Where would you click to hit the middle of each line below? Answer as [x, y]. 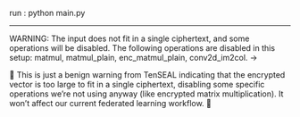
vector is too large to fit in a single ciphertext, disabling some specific [137, 84]
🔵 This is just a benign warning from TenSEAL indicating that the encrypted [147, 75]
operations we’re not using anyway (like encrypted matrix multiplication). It [146, 94]
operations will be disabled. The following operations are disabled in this [142, 48]
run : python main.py [47, 13]
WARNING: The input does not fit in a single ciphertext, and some [129, 38]
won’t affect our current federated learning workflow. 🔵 [111, 103]
